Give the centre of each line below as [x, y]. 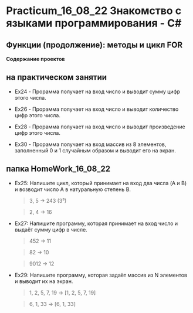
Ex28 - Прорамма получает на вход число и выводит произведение [100, 127]
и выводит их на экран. [44, 281]
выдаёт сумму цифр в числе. [51, 229]
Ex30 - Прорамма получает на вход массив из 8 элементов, [90, 144]
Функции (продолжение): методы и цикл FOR [94, 45]
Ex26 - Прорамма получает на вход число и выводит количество [97, 109]
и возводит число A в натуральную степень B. [72, 189]
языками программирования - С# [94, 23]
